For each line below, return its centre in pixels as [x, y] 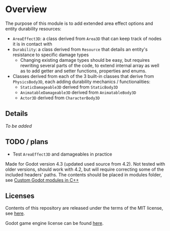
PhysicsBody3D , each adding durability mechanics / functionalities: [81, 82]
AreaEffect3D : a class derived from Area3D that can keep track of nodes [87, 38]
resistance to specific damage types [50, 55]
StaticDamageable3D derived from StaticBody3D [69, 87]
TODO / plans [27, 142]
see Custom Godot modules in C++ [42, 180]
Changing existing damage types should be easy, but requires [85, 60]
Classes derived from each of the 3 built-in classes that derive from [83, 76]
